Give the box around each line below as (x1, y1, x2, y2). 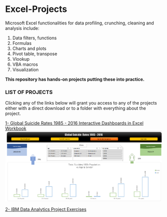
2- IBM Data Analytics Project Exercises (5, 207, 87, 213)
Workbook (5, 125, 26, 131)
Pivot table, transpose (12, 51, 58, 57)
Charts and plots (12, 45, 47, 51)
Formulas (12, 40, 32, 46)
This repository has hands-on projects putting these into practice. (5, 76, 145, 82)
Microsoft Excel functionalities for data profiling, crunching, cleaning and (5, 20, 154, 26)
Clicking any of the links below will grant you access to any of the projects (5, 100, 158, 106)
